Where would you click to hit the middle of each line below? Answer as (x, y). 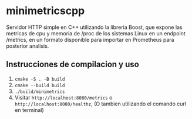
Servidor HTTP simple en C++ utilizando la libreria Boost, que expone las (95, 27)
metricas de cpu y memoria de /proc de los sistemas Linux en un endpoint (96, 33)
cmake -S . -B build (40, 79)
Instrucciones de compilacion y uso (73, 65)
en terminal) (29, 110)
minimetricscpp (46, 11)
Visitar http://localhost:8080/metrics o (63, 97)
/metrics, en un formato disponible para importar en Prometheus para (90, 39)
